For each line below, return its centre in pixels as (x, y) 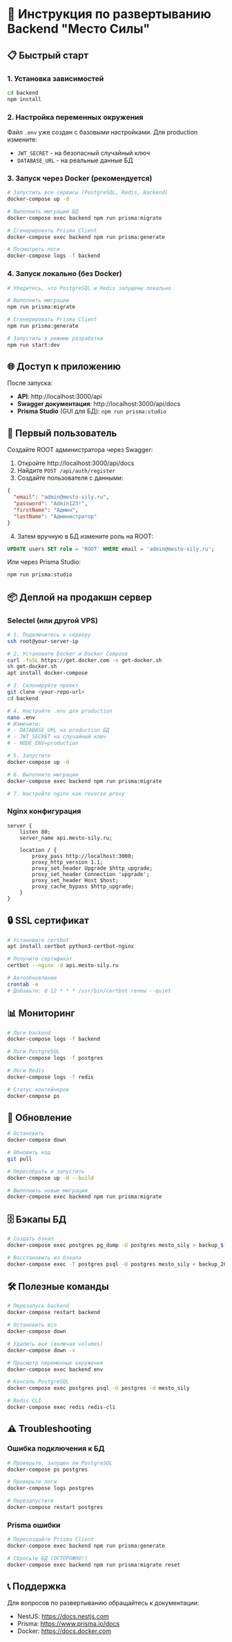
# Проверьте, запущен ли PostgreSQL (60, 1463)
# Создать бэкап (30, 1239)
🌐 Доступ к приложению (64, 367)
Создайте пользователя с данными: (70, 478)
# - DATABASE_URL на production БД (58, 731)
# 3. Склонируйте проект (43, 685)
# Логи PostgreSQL (33, 1052)
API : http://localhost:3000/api (59, 396)
